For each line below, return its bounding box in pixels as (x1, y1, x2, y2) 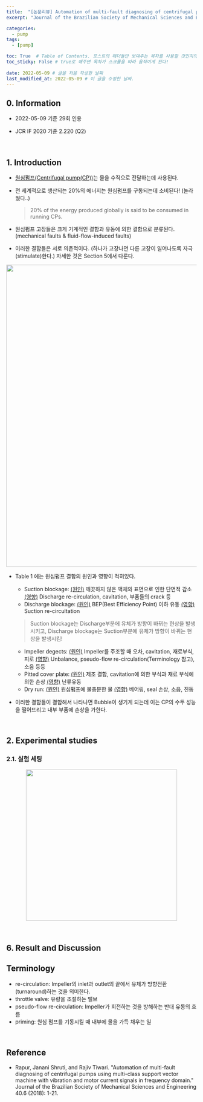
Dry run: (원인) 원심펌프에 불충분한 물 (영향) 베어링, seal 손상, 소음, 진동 (24, 686, 194, 693)
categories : (6, 25, 36, 31)
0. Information (6, 98, 62, 108)
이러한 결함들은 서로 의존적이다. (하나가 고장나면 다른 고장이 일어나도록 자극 (14, 245, 193, 251)
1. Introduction (6, 157, 62, 167)
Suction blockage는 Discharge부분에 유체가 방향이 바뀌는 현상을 (30, 620, 184, 627)
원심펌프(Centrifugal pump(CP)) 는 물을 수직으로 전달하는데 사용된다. (14, 174, 179, 181)
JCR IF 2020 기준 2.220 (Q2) (14, 128, 86, 135)
